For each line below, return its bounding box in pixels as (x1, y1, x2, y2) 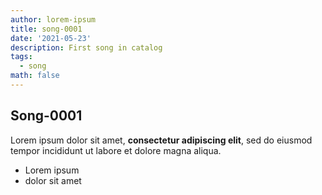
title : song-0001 (10, 24, 83, 34)
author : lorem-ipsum (10, 14, 97, 25)
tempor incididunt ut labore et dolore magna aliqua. (10, 144, 222, 156)
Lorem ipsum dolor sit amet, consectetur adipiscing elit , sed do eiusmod (10, 134, 313, 146)
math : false (10, 71, 60, 81)
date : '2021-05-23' (10, 33, 92, 43)
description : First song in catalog (10, 42, 163, 53)
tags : (10, 52, 33, 62)
